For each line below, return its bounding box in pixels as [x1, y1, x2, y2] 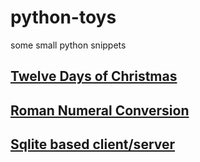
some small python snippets [10, 39, 127, 51]
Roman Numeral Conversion [10, 102, 190, 119]
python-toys [10, 6, 117, 29]
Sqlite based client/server [10, 136, 176, 153]
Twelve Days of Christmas [10, 68, 178, 85]
